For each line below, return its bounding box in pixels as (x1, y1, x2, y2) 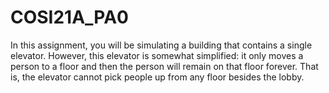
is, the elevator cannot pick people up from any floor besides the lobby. (10, 71, 305, 83)
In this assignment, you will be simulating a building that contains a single (10, 39, 313, 51)
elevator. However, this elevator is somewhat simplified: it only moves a (10, 49, 304, 61)
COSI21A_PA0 (10, 6, 129, 29)
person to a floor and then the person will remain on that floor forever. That (10, 60, 319, 72)
